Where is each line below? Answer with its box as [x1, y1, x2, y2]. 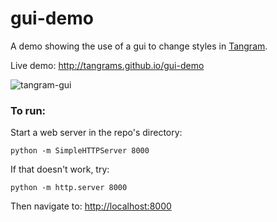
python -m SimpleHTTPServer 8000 [10, 146, 150, 156]
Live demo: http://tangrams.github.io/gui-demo [10, 59, 205, 71]
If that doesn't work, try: [10, 163, 110, 176]
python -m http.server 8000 [10, 183, 128, 193]
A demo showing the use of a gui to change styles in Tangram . [10, 40, 268, 52]
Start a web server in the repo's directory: [10, 127, 183, 139]
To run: [10, 103, 47, 117]
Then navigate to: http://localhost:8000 [10, 200, 172, 212]
